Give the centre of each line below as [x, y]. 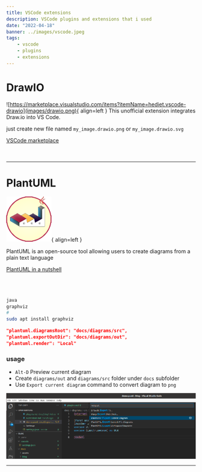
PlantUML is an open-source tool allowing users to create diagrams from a [98, 251]
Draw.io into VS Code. [33, 117]
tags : [13, 38]
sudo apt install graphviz [40, 319]
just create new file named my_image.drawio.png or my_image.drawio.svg [95, 129]
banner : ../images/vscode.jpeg [45, 32]
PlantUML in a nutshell [34, 269]
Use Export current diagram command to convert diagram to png [95, 385]
